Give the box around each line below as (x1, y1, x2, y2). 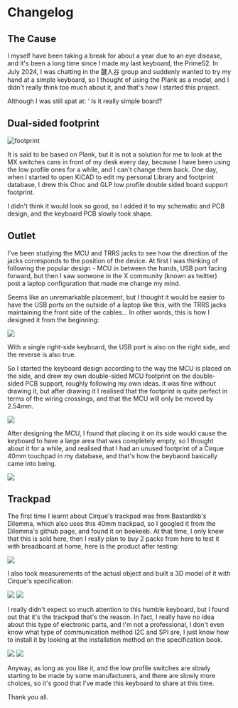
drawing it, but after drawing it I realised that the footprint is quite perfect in (7, 386, 228, 395)
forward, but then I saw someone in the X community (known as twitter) (7, 271, 218, 280)
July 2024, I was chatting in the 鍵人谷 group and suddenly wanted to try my (7, 68, 232, 75)
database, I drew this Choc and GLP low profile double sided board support (7, 180, 229, 189)
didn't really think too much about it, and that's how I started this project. (7, 83, 220, 91)
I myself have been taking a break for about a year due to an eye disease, (7, 51, 222, 60)
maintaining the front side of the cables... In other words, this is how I (7, 307, 210, 317)
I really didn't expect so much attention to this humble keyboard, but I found (7, 606, 229, 614)
